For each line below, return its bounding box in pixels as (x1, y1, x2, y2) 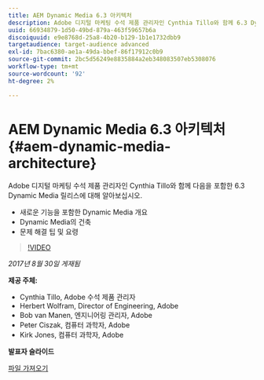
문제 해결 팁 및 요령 (19, 227, 79, 236)
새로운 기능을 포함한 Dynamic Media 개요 (19, 207, 148, 217)
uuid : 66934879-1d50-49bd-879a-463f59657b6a (8, 26, 156, 34)
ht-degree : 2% (8, 77, 55, 85)
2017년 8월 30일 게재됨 (8, 259, 81, 269)
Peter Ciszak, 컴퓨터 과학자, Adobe (19, 320, 130, 330)
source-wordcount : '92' (8, 70, 86, 78)
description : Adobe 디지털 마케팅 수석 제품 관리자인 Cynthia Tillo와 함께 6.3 (8, 19, 247, 27)
